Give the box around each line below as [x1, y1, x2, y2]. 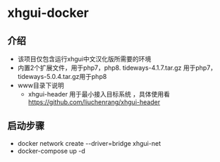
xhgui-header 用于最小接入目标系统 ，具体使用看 [28, 90, 171, 98]
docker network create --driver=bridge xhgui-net [17, 139, 161, 147]
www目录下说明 [17, 81, 65, 89]
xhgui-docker [7, 5, 90, 21]
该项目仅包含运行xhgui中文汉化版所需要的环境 [17, 55, 152, 63]
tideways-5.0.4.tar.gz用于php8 [17, 73, 107, 80]
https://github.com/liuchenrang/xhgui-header [28, 98, 161, 106]
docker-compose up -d [17, 147, 86, 155]
